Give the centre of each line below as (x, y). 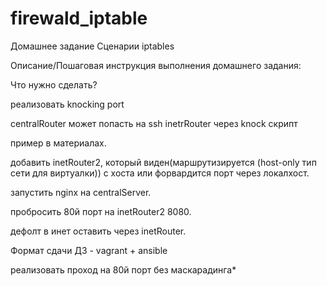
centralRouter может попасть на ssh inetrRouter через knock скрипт (154, 123)
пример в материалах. (58, 143)
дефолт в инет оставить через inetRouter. (98, 231)
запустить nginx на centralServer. (81, 192)
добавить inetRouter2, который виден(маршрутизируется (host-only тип (163, 162)
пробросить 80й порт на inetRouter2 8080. (101, 211)
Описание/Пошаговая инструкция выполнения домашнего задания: (156, 65)
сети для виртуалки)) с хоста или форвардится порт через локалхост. (160, 173)
